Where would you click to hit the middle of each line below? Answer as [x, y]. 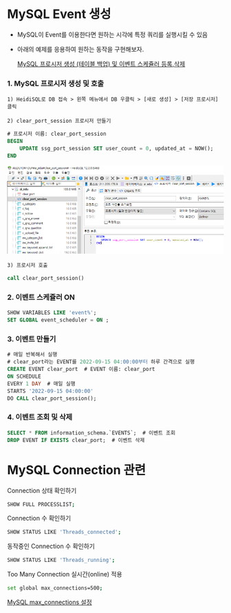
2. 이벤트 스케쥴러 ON [41, 297]
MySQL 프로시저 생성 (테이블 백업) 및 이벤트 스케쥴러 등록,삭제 [101, 63]
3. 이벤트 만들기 [32, 339]
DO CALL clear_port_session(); [52, 398]
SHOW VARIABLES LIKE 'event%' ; [52, 313]
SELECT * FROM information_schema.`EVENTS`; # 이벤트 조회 [91, 433]
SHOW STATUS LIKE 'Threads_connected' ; [64, 532]
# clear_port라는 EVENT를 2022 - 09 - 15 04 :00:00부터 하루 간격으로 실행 [101, 362]
